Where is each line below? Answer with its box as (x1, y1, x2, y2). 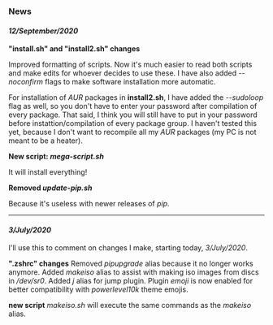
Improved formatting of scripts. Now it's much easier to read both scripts (8, 59, 253, 70)
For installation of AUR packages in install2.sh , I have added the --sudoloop (8, 93, 264, 102)
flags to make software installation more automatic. (44, 77, 216, 87)
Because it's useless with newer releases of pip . (8, 199, 170, 209)
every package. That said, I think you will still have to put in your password (8, 110, 258, 119)
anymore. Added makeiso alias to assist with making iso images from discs (8, 267, 259, 277)
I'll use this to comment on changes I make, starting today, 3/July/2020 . (8, 243, 248, 253)
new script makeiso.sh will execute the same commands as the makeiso (8, 301, 252, 310)
